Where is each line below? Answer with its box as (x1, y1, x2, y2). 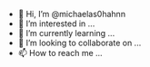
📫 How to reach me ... (17, 48, 103, 58)
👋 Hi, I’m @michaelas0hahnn (17, 9, 125, 19)
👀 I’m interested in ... (17, 18, 95, 29)
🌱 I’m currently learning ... (17, 28, 115, 38)
